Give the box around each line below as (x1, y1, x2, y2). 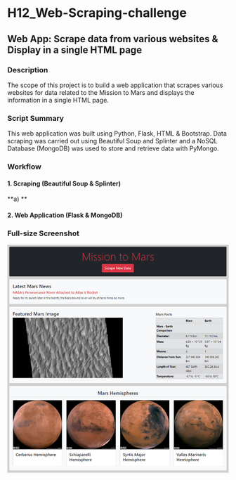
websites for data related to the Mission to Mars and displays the (7, 88, 195, 96)
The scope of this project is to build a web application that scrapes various (7, 81, 223, 89)
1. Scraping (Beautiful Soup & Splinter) (7, 179, 122, 188)
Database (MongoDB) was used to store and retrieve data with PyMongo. (7, 144, 219, 153)
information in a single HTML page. (7, 96, 109, 104)
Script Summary (7, 113, 65, 123)
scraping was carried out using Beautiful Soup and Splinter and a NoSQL (7, 137, 218, 145)
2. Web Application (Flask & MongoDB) (7, 211, 123, 219)
